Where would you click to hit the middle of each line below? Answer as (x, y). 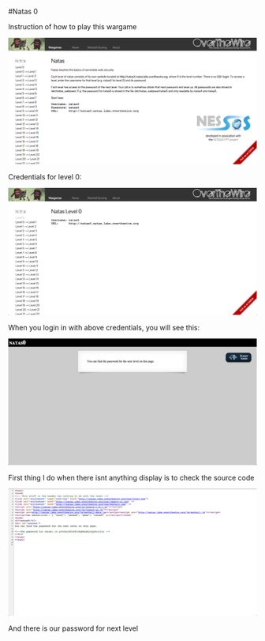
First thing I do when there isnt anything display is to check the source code (131, 477)
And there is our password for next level (73, 628)
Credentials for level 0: (45, 177)
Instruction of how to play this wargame (73, 26)
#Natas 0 (23, 11)
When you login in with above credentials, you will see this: (104, 327)
